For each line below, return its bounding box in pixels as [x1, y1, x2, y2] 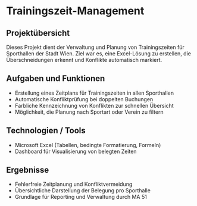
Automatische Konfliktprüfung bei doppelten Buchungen [14, 95, 154, 102]
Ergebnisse [6, 165, 49, 175]
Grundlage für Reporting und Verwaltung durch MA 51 [14, 193, 147, 201]
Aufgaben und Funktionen [6, 73, 105, 84]
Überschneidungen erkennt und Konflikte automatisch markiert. [6, 57, 162, 63]
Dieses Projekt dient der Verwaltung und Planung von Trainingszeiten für [6, 43, 185, 51]
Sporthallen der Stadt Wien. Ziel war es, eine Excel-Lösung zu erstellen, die [6, 50, 192, 57]
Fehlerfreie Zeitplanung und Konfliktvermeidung [14, 180, 133, 188]
